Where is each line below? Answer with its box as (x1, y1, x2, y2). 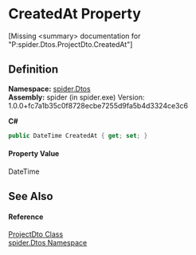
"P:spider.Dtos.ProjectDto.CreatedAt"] (8, 39, 133, 49)
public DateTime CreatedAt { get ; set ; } (8, 131, 148, 139)
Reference (8, 212, 44, 222)
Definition (8, 63, 58, 76)
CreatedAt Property (8, 5, 142, 23)
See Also (8, 190, 53, 203)
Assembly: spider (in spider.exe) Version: (8, 92, 145, 102)
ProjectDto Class (8, 229, 64, 239)
